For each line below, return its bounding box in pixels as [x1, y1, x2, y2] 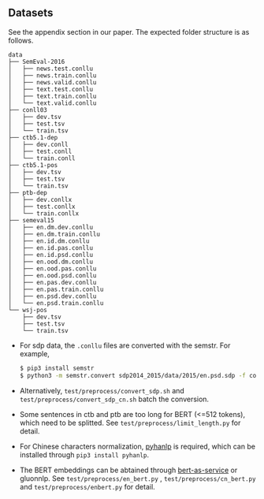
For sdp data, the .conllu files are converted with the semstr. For [19, 341, 231, 350]
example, [19, 348, 50, 358]
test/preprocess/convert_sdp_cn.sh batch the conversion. [19, 394, 210, 404]
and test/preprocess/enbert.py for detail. [19, 482, 155, 491]
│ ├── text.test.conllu [8, 85, 93, 93]
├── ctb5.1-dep [8, 133, 58, 141]
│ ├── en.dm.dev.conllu [8, 223, 93, 231]
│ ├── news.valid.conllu [8, 78, 97, 86]
